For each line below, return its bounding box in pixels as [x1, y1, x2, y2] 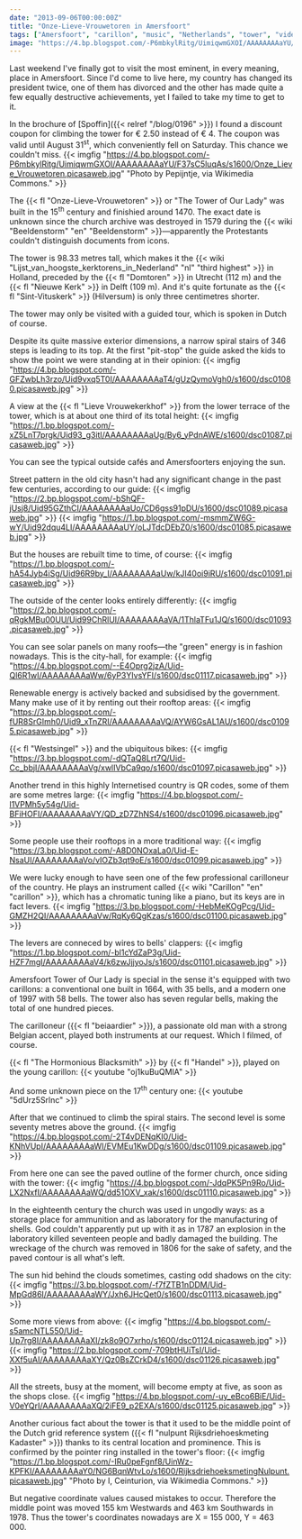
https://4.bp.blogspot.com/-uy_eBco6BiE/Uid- [115, 1391, 286, 1402]
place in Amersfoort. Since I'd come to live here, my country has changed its [9, 73, 293, 84]
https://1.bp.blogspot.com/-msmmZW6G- [102, 512, 256, 523]
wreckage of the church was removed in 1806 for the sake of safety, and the [9, 1243, 292, 1253]
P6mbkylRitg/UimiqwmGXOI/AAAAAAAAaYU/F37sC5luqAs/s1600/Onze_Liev [9, 159, 293, 169]
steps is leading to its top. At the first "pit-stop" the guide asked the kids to [9, 344, 286, 356]
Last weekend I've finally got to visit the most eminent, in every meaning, [9, 63, 280, 74]
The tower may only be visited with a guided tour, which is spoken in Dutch [9, 308, 288, 319]
